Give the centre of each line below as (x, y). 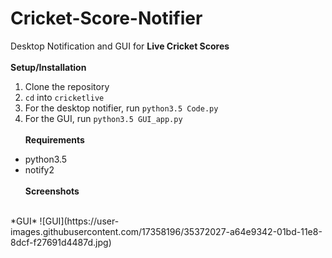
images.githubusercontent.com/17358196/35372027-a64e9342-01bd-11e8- (166, 231)
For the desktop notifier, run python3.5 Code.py (121, 108)
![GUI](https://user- (79, 221)
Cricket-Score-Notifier (106, 18)
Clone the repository (67, 86)
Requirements (54, 139)
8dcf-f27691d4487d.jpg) (61, 242)
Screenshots (52, 191)
